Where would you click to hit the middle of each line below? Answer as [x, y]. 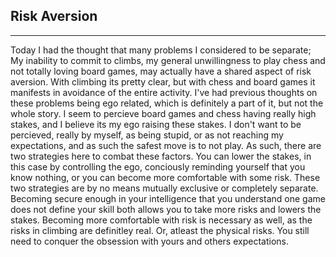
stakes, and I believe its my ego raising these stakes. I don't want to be [156, 124]
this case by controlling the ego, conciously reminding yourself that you [158, 166]
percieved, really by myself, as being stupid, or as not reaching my [147, 135]
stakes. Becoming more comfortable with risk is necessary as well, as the [161, 220]
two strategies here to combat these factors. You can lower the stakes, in [161, 156]
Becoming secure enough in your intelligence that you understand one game [168, 198]
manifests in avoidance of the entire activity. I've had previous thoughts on [164, 92]
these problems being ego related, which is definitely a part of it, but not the [167, 103]
